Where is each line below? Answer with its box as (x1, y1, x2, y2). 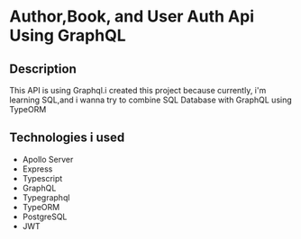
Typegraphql (22, 191, 70, 203)
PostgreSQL (22, 211, 68, 222)
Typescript (22, 173, 63, 183)
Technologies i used (9, 130, 125, 146)
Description (9, 61, 77, 76)
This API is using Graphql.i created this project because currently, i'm (9, 85, 267, 95)
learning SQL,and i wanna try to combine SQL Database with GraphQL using (9, 94, 293, 105)
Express (22, 164, 53, 174)
